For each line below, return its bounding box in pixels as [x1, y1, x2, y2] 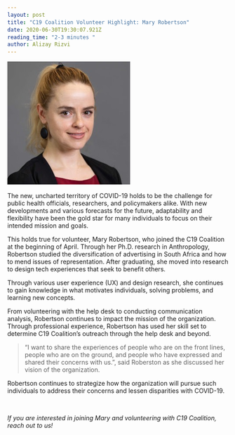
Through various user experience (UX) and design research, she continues [7, 278, 224, 287]
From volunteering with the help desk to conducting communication [7, 307, 203, 316]
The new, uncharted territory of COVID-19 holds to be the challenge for [7, 192, 213, 200]
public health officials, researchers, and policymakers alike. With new [7, 199, 208, 207]
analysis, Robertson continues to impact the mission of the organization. [7, 315, 216, 323]
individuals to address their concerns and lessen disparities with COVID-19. [7, 387, 225, 395]
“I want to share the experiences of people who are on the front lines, [24, 343, 226, 351]
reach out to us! [7, 422, 53, 430]
